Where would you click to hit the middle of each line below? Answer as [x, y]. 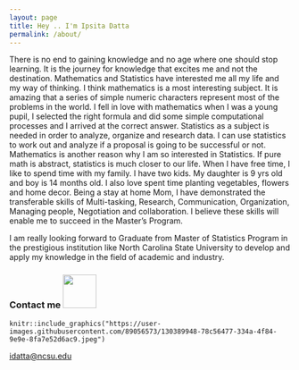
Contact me [35, 305]
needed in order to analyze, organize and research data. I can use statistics [148, 136]
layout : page [33, 17]
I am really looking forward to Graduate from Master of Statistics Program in [149, 239]
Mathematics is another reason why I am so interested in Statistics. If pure [145, 155]
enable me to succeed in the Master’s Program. [96, 221]
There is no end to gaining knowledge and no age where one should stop [144, 60]
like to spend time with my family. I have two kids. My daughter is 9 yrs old [146, 173]
